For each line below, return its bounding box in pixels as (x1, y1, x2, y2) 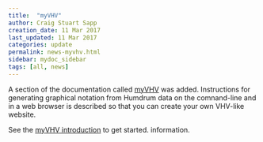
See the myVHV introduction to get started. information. (8, 125, 190, 134)
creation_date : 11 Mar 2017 (8, 26, 101, 34)
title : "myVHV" (8, 11, 62, 20)
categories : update (8, 41, 73, 49)
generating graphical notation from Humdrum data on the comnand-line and (8, 92, 257, 103)
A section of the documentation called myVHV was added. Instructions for (8, 84, 251, 94)
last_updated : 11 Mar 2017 (8, 33, 97, 42)
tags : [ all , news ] (8, 63, 69, 71)
